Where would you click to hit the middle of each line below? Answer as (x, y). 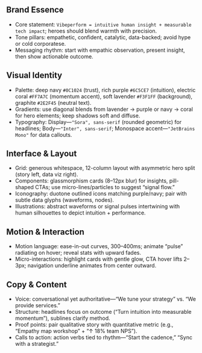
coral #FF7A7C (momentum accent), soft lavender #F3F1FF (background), (104, 96)
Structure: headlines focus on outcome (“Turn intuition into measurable (103, 312)
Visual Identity (34, 76)
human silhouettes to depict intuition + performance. (80, 213)
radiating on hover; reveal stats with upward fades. (78, 253)
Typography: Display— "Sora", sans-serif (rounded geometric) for (98, 122)
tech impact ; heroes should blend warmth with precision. (86, 31)
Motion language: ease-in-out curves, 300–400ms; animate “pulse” (99, 246)
